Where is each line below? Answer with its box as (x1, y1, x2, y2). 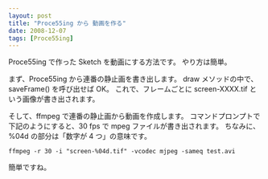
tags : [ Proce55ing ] (8, 34, 74, 43)
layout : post (8, 11, 52, 20)
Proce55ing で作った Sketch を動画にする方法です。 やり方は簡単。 (8, 57, 232, 67)
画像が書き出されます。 (22, 94, 100, 104)
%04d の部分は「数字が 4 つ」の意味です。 (8, 132, 151, 141)
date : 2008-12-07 (8, 26, 67, 35)
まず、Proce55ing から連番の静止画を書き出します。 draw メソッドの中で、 (8, 74, 258, 84)
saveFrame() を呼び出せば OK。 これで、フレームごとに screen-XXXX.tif (8, 84, 248, 94)
